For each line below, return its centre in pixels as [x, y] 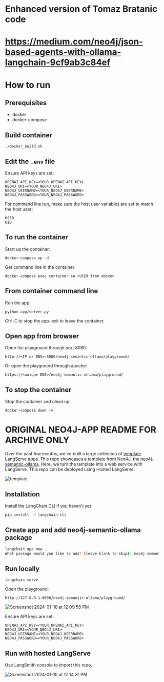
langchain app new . [26, 549]
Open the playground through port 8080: [46, 348]
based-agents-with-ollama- [63, 52]
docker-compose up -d [27, 258]
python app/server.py [27, 312]
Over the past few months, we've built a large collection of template [73, 454]
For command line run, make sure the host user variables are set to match [79, 204]
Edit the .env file [30, 161]
